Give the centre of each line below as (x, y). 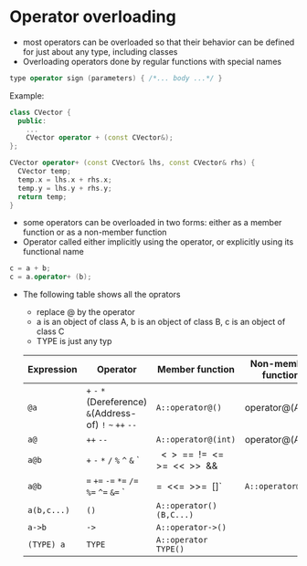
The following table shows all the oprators (101, 295)
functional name (53, 252)
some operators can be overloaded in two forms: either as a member (152, 223)
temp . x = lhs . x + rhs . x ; (65, 180)
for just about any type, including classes (100, 51)
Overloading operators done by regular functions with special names (152, 61)
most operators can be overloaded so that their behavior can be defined (159, 42)
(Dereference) (117, 402)
